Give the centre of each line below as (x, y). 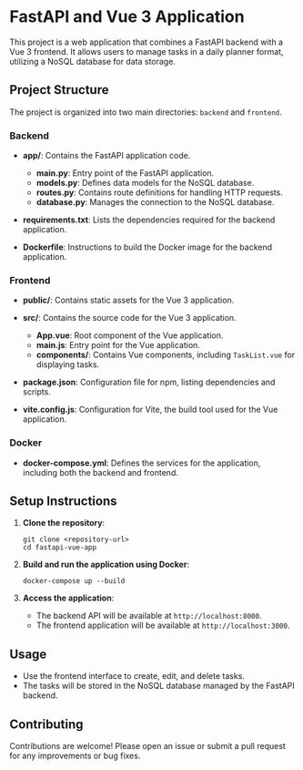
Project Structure (59, 90)
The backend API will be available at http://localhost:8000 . (149, 616)
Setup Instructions (63, 502)
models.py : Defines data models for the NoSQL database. (145, 183)
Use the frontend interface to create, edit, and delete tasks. (134, 676)
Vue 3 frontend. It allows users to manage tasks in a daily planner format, (146, 51)
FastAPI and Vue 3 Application (127, 17)
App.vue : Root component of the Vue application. (130, 335)
